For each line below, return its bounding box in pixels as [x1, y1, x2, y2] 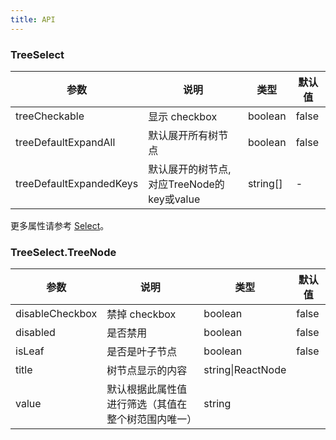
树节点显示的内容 [106, 364, 188, 378]
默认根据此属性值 [106, 382, 188, 396]
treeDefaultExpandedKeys [15, 176, 139, 190]
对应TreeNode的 [148, 177, 225, 191]
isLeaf [15, 344, 45, 358]
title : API [10, 14, 56, 25]
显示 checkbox [148, 109, 218, 123]
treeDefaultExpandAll [15, 135, 116, 149]
